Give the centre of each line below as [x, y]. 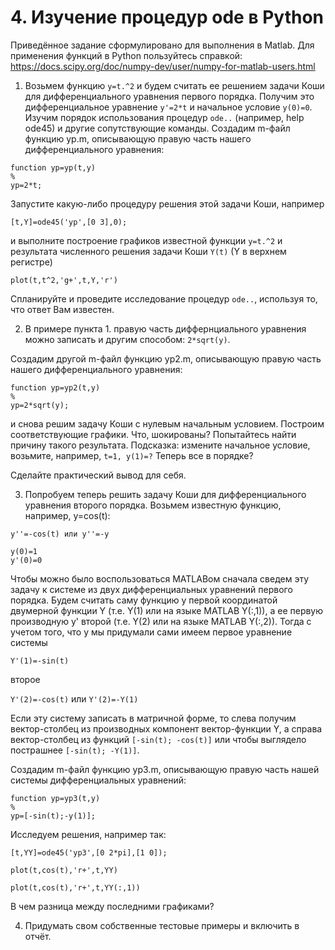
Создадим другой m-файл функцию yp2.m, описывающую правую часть [166, 358]
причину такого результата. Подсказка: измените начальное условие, [160, 445]
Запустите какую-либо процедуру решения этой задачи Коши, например [167, 203]
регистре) [31, 262]
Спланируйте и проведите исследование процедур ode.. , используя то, [164, 298]
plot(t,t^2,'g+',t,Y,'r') [64, 280]
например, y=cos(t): [67, 515]
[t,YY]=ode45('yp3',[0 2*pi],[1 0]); [89, 852]
